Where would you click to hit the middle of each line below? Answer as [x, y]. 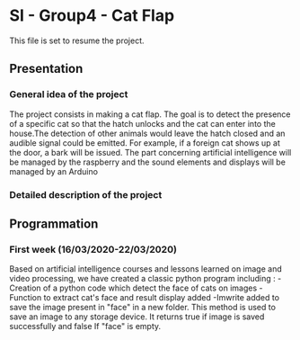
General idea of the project [69, 94]
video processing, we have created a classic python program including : [142, 279]
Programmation [54, 224]
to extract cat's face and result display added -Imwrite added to [162, 298]
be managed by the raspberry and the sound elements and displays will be [147, 162]
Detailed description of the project [86, 194]
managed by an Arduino [54, 171]
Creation [26, 288]
